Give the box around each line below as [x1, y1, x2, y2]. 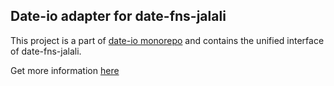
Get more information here [10, 64, 120, 76]
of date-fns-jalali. [10, 45, 82, 57]
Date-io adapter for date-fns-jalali [10, 8, 227, 25]
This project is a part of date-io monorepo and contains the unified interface [10, 34, 325, 46]
